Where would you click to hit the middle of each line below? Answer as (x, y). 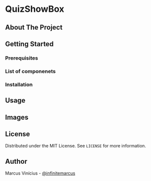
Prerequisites (22, 58)
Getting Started (29, 44)
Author (16, 161)
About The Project (34, 27)
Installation (19, 84)
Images (17, 117)
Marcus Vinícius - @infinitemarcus (40, 173)
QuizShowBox (35, 9)
